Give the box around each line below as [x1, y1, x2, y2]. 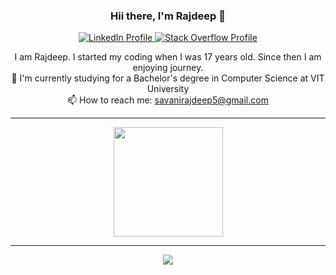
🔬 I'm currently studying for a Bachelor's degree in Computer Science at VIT [11, 72, 325, 84]
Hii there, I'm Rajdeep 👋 [109, 9, 227, 23]
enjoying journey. [132, 62, 204, 74]
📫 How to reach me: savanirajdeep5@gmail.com [67, 94, 269, 106]
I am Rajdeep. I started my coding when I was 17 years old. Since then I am [14, 51, 322, 63]
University [146, 83, 190, 95]
